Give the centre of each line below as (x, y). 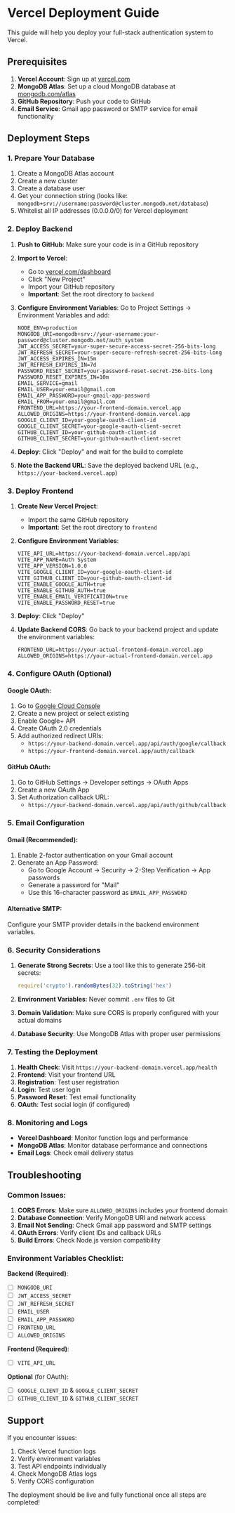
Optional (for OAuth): (38, 1376)
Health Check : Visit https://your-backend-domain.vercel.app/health (117, 1067)
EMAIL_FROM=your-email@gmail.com (66, 402)
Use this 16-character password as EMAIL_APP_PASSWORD (107, 893)
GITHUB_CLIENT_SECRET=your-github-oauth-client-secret (99, 438)
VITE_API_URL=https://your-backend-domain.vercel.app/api (104, 554)
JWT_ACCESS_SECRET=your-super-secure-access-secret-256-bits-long (116, 346)
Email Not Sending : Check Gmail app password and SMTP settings (114, 1225)
